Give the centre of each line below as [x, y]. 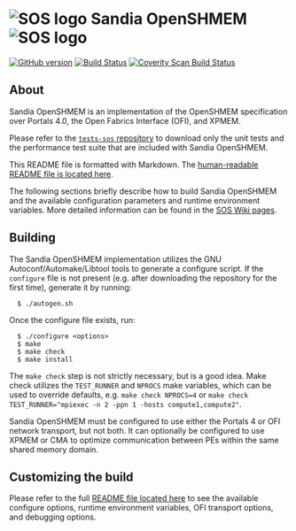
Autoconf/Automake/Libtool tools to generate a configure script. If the [136, 268]
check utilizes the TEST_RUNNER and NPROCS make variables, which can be [140, 385]
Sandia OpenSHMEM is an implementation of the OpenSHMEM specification [148, 112]
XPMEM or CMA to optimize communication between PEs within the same [144, 440]
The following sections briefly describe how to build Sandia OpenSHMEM [143, 191]
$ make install [45, 359]
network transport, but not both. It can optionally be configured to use [137, 430]
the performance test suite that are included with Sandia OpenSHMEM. [139, 147]
